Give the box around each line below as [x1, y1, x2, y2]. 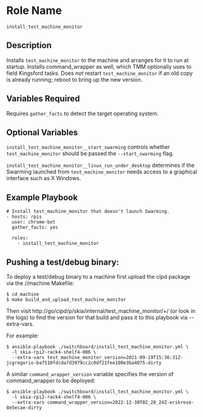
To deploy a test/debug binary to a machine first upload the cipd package [6, 273, 190, 280]
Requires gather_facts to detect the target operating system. [6, 110, 159, 117]
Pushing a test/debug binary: [6, 257, 120, 267]
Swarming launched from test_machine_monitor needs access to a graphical [6, 168, 198, 175]
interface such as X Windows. [6, 175, 81, 182]
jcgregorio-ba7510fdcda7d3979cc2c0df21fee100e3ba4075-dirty [6, 360, 162, 366]
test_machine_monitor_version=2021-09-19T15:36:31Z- [47, 354, 184, 360]
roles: [12, 235, 29, 241]
